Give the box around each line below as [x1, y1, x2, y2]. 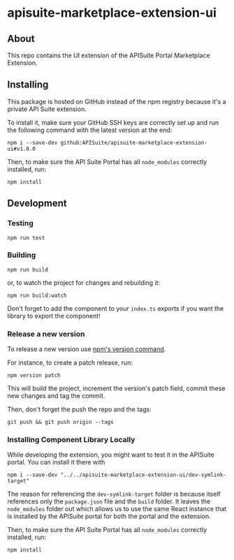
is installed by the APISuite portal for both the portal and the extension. [7, 512, 211, 521]
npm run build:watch [7, 292, 68, 299]
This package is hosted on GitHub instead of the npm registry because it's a [7, 97, 226, 105]
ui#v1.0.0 [7, 145, 36, 152]
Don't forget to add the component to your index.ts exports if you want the [7, 304, 224, 312]
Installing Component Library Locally [7, 435, 136, 445]
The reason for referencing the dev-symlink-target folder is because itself [7, 490, 221, 499]
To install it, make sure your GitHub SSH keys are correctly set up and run [7, 118, 219, 126]
